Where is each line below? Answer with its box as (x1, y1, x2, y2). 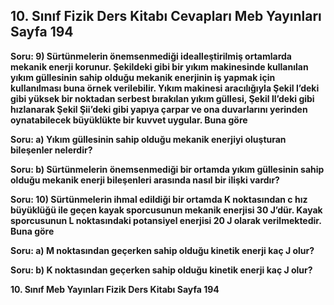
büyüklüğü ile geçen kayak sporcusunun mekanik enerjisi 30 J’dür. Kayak (10, 204, 323, 216)
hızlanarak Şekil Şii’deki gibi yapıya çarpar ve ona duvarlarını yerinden (10, 103, 308, 115)
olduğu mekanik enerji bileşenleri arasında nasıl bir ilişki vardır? (10, 174, 280, 186)
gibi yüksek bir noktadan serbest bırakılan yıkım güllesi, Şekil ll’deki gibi (10, 92, 315, 104)
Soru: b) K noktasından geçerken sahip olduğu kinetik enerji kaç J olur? (10, 264, 313, 276)
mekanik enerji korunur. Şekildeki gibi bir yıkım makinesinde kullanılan (10, 60, 309, 73)
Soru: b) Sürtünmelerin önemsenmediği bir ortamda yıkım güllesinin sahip (10, 163, 325, 175)
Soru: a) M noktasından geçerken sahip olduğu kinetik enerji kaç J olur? (10, 244, 315, 256)
